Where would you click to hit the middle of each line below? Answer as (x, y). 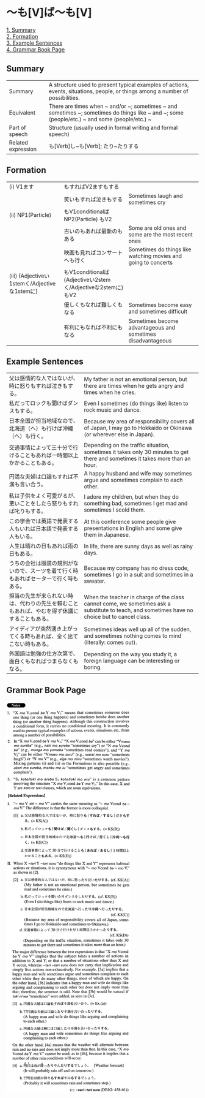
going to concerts (150, 263)
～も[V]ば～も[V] (49, 13)
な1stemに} (23, 291)
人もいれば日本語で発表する (44, 528)
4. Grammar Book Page (36, 49)
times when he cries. (110, 392)
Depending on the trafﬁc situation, (127, 445)
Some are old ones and (157, 228)
